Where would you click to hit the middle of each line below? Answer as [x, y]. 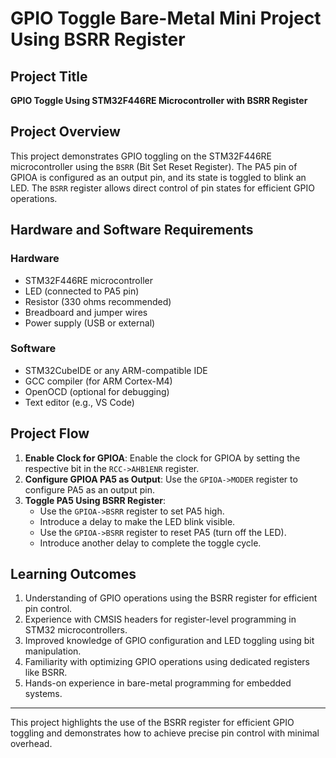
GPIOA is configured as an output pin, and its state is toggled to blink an [158, 177]
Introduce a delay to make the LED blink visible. [137, 521]
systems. [43, 694]
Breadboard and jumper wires [86, 312]
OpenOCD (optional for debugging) [97, 391]
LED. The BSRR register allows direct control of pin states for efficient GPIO [162, 188]
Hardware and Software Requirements [132, 230]
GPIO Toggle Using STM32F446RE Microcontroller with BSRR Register [159, 100]
